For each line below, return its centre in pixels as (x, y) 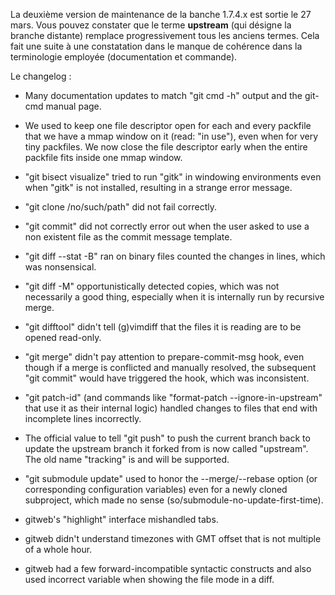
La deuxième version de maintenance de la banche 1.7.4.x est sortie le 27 (161, 14)
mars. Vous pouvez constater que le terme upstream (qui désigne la (151, 25)
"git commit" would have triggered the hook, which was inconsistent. (167, 378)
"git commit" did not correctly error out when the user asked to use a (167, 226)
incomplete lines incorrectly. (83, 418)
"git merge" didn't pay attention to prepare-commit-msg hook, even (164, 357)
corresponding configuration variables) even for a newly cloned (156, 489)
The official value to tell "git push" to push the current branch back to (167, 438)
